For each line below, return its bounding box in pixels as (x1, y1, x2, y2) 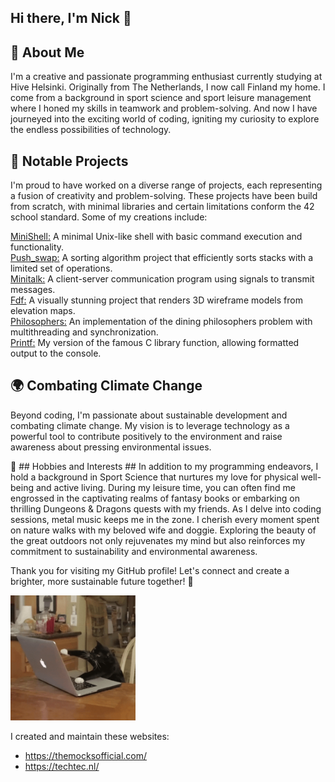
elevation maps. (10, 305, 76, 317)
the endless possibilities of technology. (10, 124, 172, 136)
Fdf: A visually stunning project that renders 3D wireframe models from (10, 294, 303, 306)
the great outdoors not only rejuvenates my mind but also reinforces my (10, 534, 306, 546)
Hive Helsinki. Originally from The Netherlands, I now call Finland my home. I (10, 81, 326, 93)
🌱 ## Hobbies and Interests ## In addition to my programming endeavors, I (10, 460, 319, 472)
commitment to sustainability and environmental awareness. (10, 545, 258, 557)
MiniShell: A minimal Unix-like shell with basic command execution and (10, 231, 303, 243)
